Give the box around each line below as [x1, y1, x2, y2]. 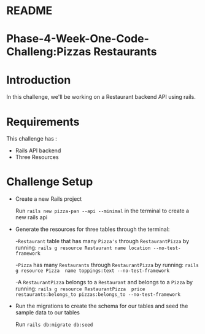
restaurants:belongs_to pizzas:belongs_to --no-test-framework [15, 292, 181, 298]
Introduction [6, 73, 71, 87]
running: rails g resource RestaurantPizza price [15, 285, 145, 292]
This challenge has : [6, 135, 57, 142]
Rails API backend [15, 147, 61, 154]
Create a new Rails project [15, 195, 82, 203]
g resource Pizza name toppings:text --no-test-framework [15, 268, 170, 274]
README [6, 4, 53, 18]
